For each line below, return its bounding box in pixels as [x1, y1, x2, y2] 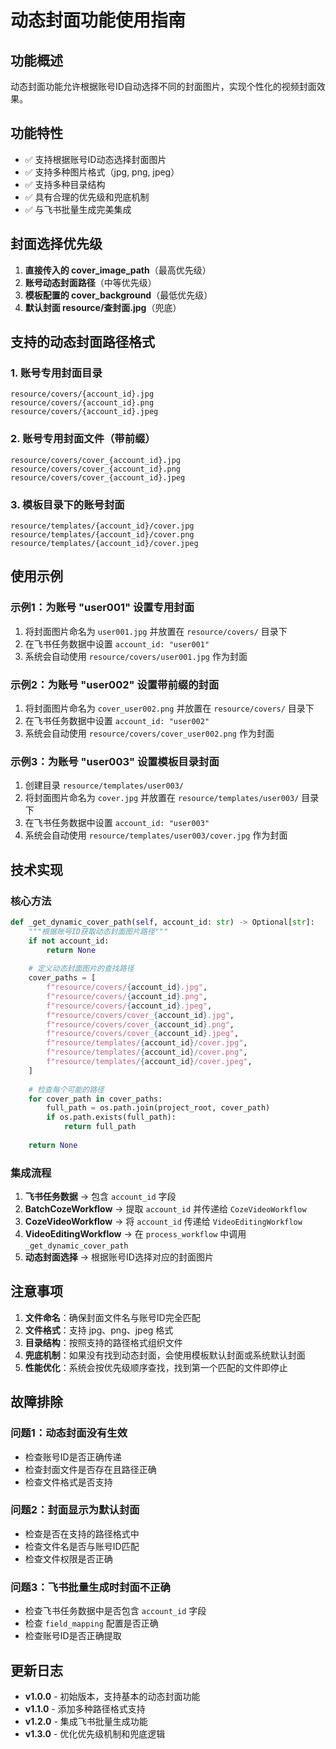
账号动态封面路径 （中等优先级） [24, 276, 157, 288]
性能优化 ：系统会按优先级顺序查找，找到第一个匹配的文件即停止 [24, 1361, 288, 1373]
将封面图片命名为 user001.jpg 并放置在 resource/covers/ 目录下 [24, 625, 288, 637]
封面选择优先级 [10, 236, 103, 253]
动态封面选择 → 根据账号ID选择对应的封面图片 [24, 1251, 214, 1263]
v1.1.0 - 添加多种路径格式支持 [24, 1702, 146, 1715]
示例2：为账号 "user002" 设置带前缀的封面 [10, 677, 220, 691]
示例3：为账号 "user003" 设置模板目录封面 [10, 754, 220, 768]
